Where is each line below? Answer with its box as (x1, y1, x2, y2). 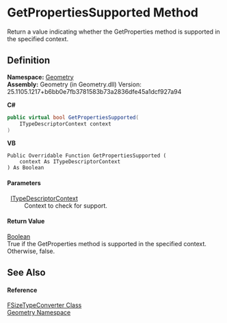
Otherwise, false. (7, 247, 55, 255)
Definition (7, 55, 50, 67)
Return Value (7, 217, 45, 226)
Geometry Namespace (7, 309, 71, 317)
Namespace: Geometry (7, 73, 74, 81)
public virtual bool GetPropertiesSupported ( (7, 114, 139, 121)
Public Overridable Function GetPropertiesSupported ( (7, 152, 167, 159)
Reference (7, 286, 38, 294)
